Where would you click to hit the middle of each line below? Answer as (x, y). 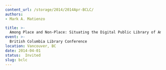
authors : (14, 14)
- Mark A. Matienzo (25, 19)
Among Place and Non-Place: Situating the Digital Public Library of (83, 33)
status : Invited (23, 55)
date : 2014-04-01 (23, 51)
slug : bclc (16, 60)
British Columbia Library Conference (48, 42)
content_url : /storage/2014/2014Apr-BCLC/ (49, 10)
